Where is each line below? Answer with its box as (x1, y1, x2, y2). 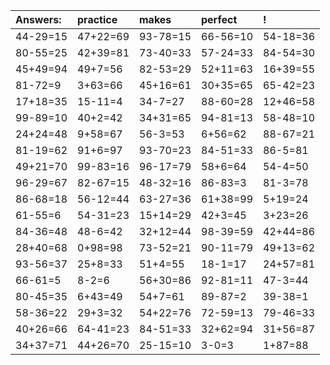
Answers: (15, 13, 62, 26)
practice (77, 13, 118, 26)
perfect (201, 13, 238, 26)
